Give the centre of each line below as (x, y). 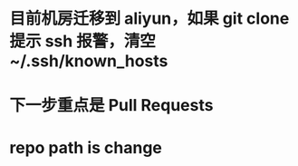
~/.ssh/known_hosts (89, 61)
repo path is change (86, 147)
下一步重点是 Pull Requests (111, 106)
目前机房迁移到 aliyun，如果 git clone (149, 19)
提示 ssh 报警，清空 (83, 41)
